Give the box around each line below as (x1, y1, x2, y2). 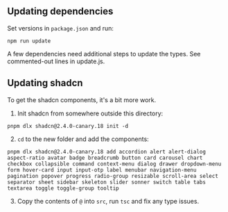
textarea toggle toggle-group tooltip (7, 184, 119, 192)
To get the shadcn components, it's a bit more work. (7, 95, 157, 104)
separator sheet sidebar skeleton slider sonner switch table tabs (7, 179, 207, 186)
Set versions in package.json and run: (7, 24, 114, 32)
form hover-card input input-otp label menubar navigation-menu (7, 166, 197, 173)
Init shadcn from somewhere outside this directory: (17, 109, 164, 117)
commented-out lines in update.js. (7, 57, 105, 65)
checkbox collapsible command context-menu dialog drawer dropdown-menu (7, 160, 222, 168)
